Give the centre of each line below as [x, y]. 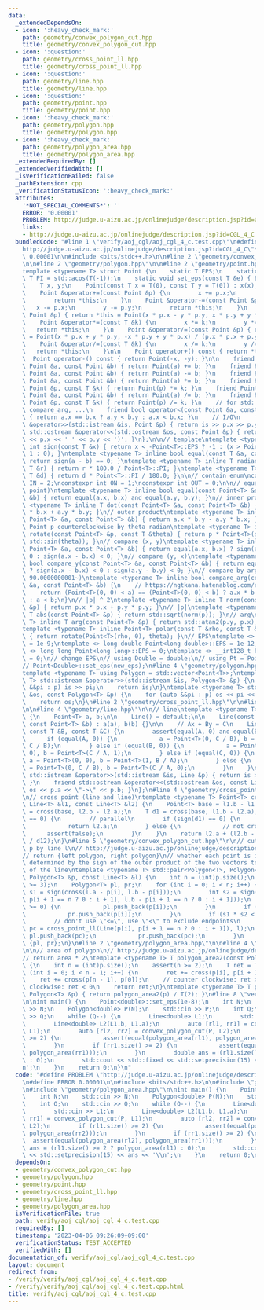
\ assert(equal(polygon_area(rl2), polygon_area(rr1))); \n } [139, 1140]
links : [33, 228]
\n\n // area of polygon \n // [68, 950]
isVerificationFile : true [58, 1214]
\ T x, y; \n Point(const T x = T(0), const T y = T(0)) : [130, 286]
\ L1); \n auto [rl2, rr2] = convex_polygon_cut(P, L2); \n [132, 1031]
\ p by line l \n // [52, 848]
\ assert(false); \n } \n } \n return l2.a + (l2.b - [139, 834]
